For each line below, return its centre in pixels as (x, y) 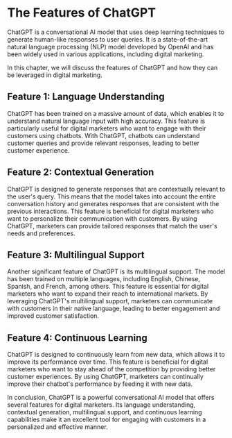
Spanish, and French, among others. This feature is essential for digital (108, 287)
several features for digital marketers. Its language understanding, (101, 405)
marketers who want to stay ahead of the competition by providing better (111, 369)
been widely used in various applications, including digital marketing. (106, 54)
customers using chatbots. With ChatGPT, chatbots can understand (104, 135)
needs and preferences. (41, 233)
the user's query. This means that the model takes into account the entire (111, 196)
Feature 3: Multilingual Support (76, 255)
